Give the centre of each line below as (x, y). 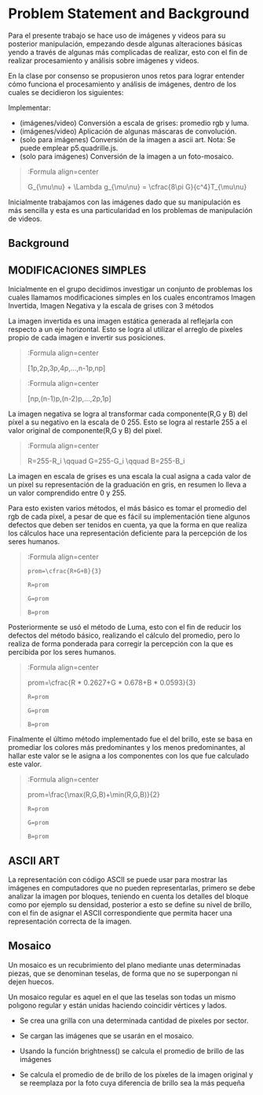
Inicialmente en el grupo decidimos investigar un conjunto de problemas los (130, 289)
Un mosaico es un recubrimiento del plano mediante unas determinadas (124, 965)
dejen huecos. (31, 981)
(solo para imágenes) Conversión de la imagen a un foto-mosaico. (126, 156)
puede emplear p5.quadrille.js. (69, 148)
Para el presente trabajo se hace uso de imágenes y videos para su (117, 35)
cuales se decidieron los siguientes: (66, 92)
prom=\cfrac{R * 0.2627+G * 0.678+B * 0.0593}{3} (111, 683)
